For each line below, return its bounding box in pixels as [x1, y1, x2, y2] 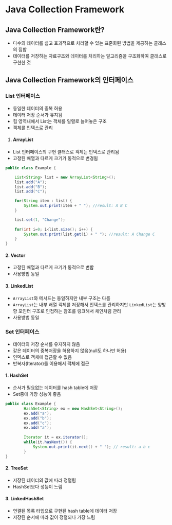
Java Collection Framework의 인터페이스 [5, 76, 133, 84]
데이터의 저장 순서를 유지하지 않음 [12, 341, 81, 347]
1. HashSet [5, 372, 29, 379]
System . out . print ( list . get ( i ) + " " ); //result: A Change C [24, 232, 155, 237]
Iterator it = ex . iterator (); [24, 435, 88, 440]
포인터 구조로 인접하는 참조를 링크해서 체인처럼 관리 [18, 308, 122, 314]
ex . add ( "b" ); [24, 415, 52, 421]
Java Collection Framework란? [5, 25, 105, 34]
